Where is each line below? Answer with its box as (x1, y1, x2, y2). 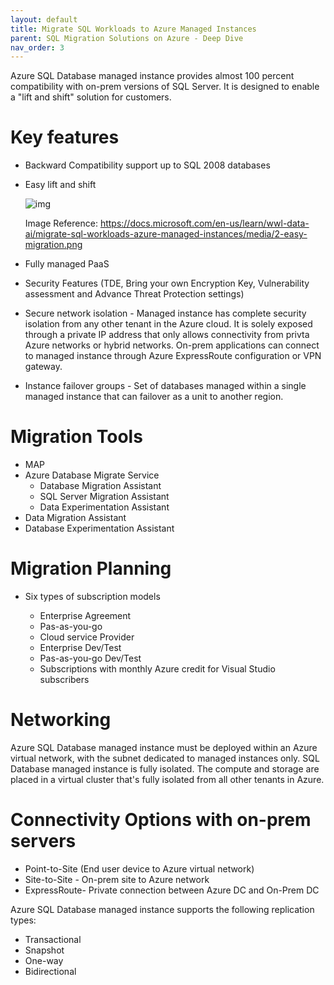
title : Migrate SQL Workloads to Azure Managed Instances (10, 24, 257, 34)
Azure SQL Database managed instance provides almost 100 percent (10, 70, 295, 82)
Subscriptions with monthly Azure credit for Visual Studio (39, 663, 276, 675)
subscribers (39, 674, 90, 686)
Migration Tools (10, 426, 143, 448)
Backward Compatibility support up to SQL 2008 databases (24, 159, 271, 171)
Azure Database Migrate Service (24, 469, 160, 481)
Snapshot (24, 944, 65, 956)
